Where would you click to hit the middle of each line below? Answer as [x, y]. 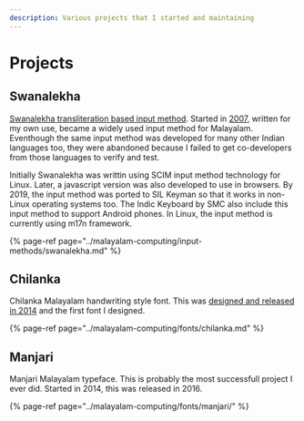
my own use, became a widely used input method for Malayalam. [131, 128]
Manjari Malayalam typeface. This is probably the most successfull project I [151, 379]
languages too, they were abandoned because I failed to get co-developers [151, 148]
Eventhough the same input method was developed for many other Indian [147, 138]
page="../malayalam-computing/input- [130, 241]
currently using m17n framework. [71, 223]
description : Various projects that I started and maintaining [132, 18]
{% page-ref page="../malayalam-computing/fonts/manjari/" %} [129, 406]
